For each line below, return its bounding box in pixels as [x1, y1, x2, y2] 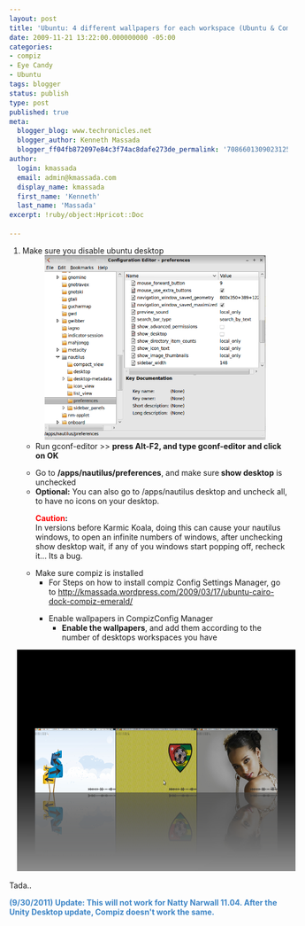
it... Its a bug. [34, 550, 83, 561]
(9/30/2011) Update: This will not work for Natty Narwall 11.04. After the [9, 897, 278, 907]
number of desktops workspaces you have [61, 632, 218, 642]
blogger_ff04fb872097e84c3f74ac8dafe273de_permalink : [17, 145, 219, 154]
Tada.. [9, 880, 33, 891]
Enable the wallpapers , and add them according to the [61, 622, 263, 633]
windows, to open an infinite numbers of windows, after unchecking [34, 532, 283, 542]
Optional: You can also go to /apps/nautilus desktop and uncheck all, [34, 486, 287, 496]
